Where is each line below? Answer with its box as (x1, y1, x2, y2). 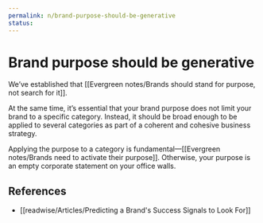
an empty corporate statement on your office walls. (8, 161, 176, 171)
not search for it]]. (8, 88, 68, 98)
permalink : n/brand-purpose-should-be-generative (8, 11, 176, 20)
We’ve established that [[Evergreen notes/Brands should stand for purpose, (8, 80, 256, 89)
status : (8, 19, 34, 27)
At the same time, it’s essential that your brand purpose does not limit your (8, 104, 252, 113)
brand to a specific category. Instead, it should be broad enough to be (8, 112, 238, 122)
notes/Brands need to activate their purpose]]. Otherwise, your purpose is (8, 153, 251, 162)
